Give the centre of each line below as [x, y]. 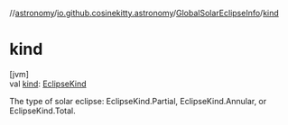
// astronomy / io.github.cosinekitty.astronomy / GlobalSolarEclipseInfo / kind [144, 13]
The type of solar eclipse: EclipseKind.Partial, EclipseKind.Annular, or [138, 101]
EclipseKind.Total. [43, 111]
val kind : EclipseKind [48, 84]
